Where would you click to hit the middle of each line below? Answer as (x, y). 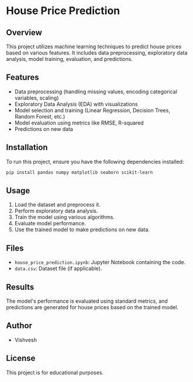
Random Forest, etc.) (40, 116)
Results (20, 287)
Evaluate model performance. (50, 224)
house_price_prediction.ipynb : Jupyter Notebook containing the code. (100, 262)
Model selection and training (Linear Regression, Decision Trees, (92, 110)
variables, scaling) (37, 97)
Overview (24, 33)
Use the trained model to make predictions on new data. (82, 229)
